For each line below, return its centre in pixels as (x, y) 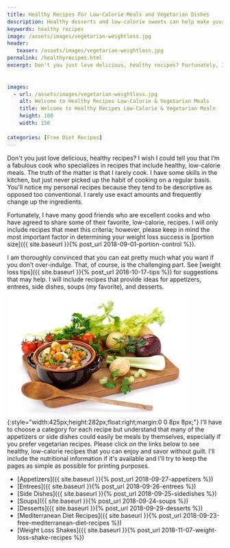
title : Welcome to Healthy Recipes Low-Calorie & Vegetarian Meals (117, 109)
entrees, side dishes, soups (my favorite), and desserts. (86, 286)
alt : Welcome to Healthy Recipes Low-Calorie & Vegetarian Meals (115, 102)
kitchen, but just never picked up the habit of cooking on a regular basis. (109, 180)
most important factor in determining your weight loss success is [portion (111, 237)
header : (18, 44)
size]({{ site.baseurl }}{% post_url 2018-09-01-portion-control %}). (102, 244)
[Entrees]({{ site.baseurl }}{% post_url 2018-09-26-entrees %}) (106, 486)
